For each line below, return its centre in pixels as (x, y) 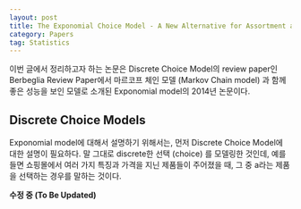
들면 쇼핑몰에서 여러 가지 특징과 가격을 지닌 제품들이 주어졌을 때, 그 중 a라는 (142, 165)
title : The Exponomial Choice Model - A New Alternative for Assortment (148, 26)
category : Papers (42, 34)
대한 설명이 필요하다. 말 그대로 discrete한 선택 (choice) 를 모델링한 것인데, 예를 (148, 154)
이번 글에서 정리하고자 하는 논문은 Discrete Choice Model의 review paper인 (143, 69)
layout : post (34, 17)
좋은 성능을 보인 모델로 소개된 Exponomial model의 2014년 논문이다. (130, 91)
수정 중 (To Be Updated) (53, 195)
